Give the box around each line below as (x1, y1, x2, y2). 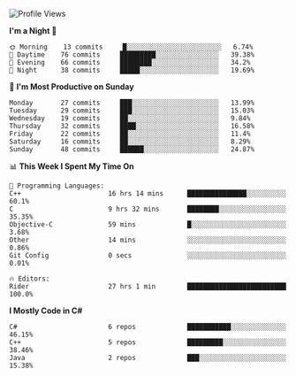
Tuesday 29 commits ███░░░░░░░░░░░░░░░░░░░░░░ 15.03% (9, 106, 254, 115)
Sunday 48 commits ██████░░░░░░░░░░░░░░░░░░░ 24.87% (9, 145, 254, 154)
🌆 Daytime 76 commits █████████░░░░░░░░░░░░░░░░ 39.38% (9, 50, 254, 59)
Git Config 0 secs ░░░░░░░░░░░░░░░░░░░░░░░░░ (9, 251, 287, 260)
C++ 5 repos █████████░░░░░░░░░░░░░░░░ (9, 338, 287, 347)
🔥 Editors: (9, 274, 50, 283)
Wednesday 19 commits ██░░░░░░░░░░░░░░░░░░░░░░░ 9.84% (9, 114, 251, 123)
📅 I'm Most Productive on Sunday (9, 81, 134, 92)
